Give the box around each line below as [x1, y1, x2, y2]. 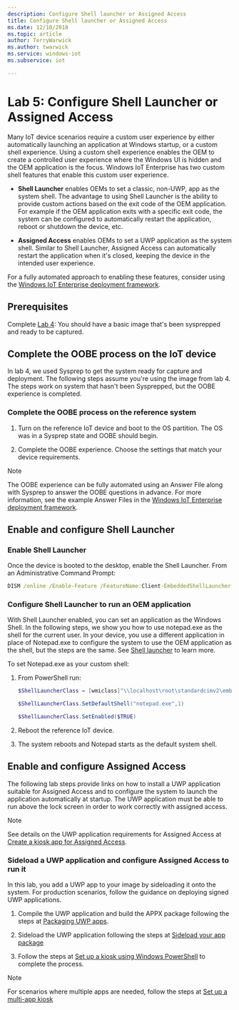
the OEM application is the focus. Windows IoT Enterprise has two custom [7, 163, 225, 171]
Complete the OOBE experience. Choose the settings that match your [17, 445, 223, 454]
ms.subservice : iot [7, 57, 66, 64]
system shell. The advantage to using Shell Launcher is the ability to [17, 192, 218, 200]
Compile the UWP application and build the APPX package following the [17, 909, 230, 918]
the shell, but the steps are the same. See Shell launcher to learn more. [7, 646, 216, 655]
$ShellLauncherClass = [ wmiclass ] [17, 688, 121, 695]
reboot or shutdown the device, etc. [17, 222, 123, 230]
